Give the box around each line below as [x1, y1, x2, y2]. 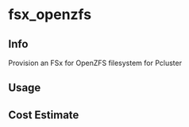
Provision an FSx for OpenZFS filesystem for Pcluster [8, 58, 183, 67]
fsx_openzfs [8, 6, 92, 24]
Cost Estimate [8, 108, 79, 121]
